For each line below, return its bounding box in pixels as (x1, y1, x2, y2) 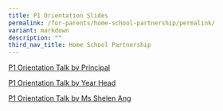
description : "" (8, 33, 62, 42)
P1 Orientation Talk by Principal (8, 63, 110, 72)
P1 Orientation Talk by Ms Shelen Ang (8, 94, 131, 103)
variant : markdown (8, 26, 69, 34)
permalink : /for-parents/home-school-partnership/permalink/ (8, 19, 216, 27)
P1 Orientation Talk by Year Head (8, 78, 116, 88)
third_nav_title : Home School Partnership (8, 41, 151, 49)
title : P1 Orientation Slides (8, 11, 109, 20)
